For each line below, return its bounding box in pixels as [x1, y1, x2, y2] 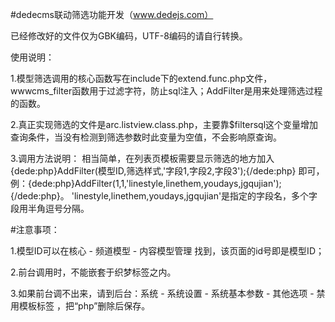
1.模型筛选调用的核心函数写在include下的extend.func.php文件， [10, 73, 273, 84]
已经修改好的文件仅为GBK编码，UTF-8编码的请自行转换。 [10, 30, 248, 42]
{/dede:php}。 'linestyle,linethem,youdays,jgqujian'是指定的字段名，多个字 [10, 190, 318, 202]
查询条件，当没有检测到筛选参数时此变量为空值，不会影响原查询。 [10, 131, 282, 143]
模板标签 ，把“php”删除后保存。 [18, 300, 151, 312]
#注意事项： [10, 224, 60, 235]
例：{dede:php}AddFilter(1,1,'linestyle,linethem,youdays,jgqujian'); [10, 178, 282, 189]
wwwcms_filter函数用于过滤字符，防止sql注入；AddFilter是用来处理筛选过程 [10, 85, 323, 97]
